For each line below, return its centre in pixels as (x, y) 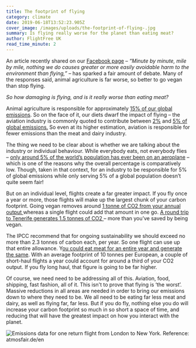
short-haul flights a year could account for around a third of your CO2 (90, 261)
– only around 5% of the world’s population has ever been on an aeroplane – (98, 157)
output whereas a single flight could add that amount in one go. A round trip (97, 212)
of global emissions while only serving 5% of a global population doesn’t (94, 176)
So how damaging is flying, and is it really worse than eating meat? (87, 97)
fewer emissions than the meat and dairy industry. (66, 133)
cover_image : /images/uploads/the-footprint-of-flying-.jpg (81, 28)
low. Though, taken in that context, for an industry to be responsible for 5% (97, 169)
